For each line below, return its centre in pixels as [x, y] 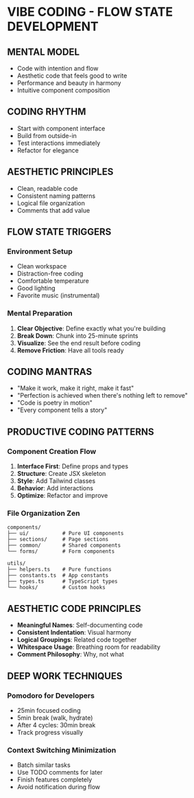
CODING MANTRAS [50, 372]
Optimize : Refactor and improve [62, 496]
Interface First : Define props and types [73, 466]
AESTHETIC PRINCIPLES [60, 172]
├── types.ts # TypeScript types [62, 582]
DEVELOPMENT [53, 26]
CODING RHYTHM [47, 112]
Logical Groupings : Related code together [77, 640]
